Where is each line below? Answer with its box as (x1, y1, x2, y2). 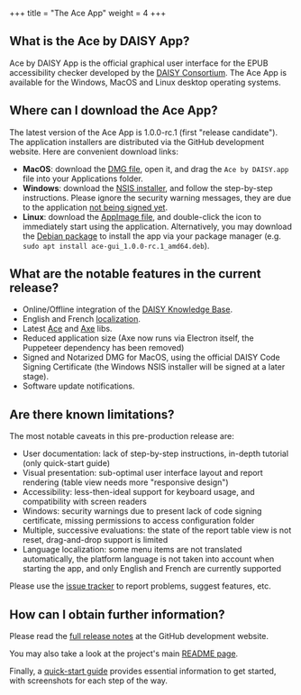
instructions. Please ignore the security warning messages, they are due (22, 192, 291, 203)
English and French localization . (22, 314, 141, 325)
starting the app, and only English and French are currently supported (22, 563, 282, 574)
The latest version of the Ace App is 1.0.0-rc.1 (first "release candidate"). (9, 126, 278, 138)
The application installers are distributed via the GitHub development (9, 136, 265, 147)
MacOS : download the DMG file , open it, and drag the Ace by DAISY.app (22, 163, 289, 174)
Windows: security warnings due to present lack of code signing (22, 506, 262, 517)
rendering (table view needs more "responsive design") (22, 477, 229, 488)
